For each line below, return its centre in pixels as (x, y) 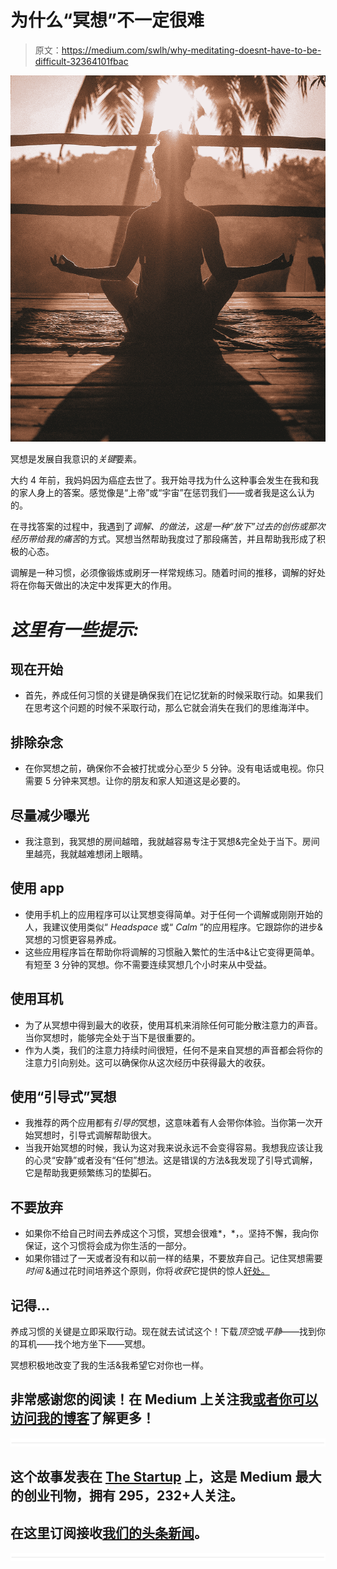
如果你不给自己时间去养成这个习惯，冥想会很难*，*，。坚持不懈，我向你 (171, 1233)
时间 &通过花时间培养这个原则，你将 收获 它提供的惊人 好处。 (147, 1271)
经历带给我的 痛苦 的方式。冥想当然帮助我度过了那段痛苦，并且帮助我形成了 (163, 539)
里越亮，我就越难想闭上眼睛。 (86, 854)
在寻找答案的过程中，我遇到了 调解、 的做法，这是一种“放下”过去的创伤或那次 (168, 527)
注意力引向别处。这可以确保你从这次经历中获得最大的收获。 (147, 1062)
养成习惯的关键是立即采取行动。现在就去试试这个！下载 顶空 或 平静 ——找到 (163, 1332)
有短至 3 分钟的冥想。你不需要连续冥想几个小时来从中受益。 (148, 964)
